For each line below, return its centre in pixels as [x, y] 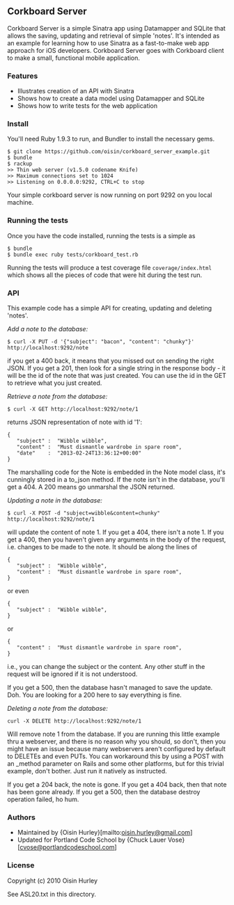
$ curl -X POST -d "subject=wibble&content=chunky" [84, 513]
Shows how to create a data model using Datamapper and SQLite [111, 99]
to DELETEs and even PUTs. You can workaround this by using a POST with [116, 756]
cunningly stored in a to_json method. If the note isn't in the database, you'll [116, 479]
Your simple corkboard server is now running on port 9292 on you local [110, 195]
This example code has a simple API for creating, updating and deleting [110, 308]
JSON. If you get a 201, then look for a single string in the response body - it [116, 368]
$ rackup [20, 164]
